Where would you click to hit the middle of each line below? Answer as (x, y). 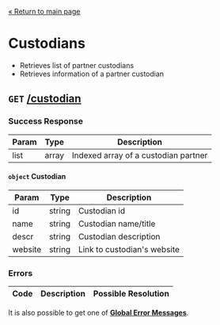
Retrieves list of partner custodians (77, 65)
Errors (21, 273)
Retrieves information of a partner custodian (92, 74)
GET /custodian (45, 99)
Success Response (46, 121)
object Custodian (37, 177)
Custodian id (101, 211)
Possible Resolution (131, 294)
